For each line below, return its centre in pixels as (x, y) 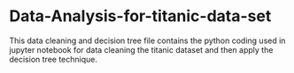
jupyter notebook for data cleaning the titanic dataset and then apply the (141, 49)
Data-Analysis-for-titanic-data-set (140, 16)
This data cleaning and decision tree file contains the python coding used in (147, 40)
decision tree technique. (53, 59)
